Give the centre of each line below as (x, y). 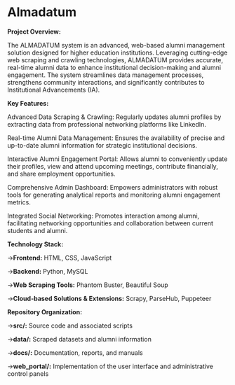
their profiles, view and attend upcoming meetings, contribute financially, (113, 166)
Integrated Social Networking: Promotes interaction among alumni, (103, 216)
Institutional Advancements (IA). (54, 90)
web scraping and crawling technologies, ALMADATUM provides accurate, (115, 59)
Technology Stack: (35, 244)
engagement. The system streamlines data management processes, (106, 75)
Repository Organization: (45, 311)
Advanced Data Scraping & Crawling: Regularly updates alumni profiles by (114, 117)
